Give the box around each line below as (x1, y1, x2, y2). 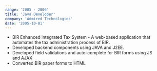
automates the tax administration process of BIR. (12, 40, 110, 46)
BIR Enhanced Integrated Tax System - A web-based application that (12, 34, 151, 40)
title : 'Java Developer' (5, 12, 56, 17)
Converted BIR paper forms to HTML (12, 60, 86, 66)
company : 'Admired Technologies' (5, 16, 73, 21)
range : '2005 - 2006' (5, 7, 49, 12)
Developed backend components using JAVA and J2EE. (12, 45, 124, 50)
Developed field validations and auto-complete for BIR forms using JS (12, 50, 153, 56)
